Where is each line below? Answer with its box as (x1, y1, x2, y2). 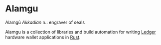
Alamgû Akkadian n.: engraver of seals (5, 19, 85, 25)
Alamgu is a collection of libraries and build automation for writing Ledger (5, 29, 156, 35)
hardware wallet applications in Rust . (5, 34, 81, 40)
